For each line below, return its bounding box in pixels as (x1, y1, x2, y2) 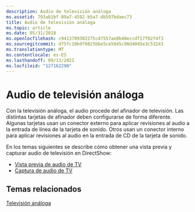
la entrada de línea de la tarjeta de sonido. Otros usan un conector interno (6, 126, 184, 133)
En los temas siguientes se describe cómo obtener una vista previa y (6, 144, 172, 151)
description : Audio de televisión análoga (6, 8, 111, 15)
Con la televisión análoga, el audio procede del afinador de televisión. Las (6, 107, 184, 114)
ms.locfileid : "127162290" (6, 62, 72, 69)
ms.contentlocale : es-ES (6, 52, 67, 58)
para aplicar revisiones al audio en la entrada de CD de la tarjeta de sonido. (6, 132, 187, 139)
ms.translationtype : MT (6, 47, 64, 53)
